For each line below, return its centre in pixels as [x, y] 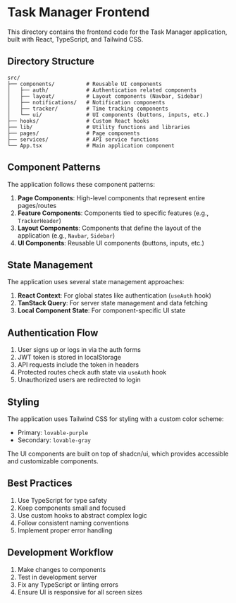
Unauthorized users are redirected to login [79, 380]
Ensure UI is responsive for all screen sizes [80, 592]
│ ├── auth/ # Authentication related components [102, 90]
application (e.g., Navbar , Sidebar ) [66, 235]
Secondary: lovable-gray [54, 440]
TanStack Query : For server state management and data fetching [112, 303]
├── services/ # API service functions [83, 139]
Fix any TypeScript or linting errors [68, 584]
